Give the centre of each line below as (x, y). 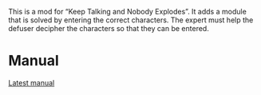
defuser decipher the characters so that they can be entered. (109, 28)
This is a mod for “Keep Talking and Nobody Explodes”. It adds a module (128, 12)
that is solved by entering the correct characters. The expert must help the (131, 20)
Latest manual (32, 82)
